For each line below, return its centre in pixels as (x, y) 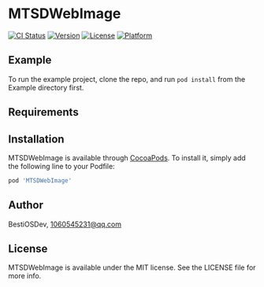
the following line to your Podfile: (62, 166)
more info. (25, 276)
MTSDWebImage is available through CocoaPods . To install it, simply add (127, 157)
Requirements (43, 112)
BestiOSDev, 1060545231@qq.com (65, 224)
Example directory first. (46, 87)
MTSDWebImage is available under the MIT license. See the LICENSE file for (132, 267)
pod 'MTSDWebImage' (40, 180)
